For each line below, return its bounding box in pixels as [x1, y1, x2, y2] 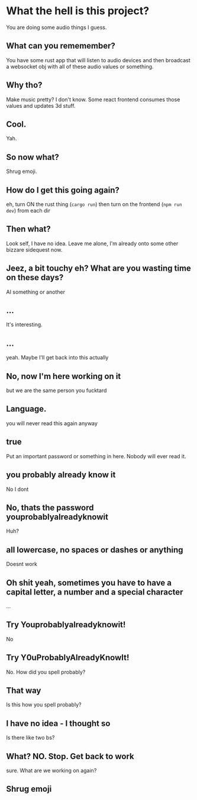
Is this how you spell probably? [6, 701, 82, 708]
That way [6, 685, 41, 695]
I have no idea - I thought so [6, 718, 111, 728]
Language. [6, 404, 47, 414]
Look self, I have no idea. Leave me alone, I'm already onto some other [6, 240, 179, 247]
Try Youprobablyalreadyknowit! [6, 620, 126, 630]
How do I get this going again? [6, 185, 120, 195]
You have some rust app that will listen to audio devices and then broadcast [6, 56, 190, 63]
